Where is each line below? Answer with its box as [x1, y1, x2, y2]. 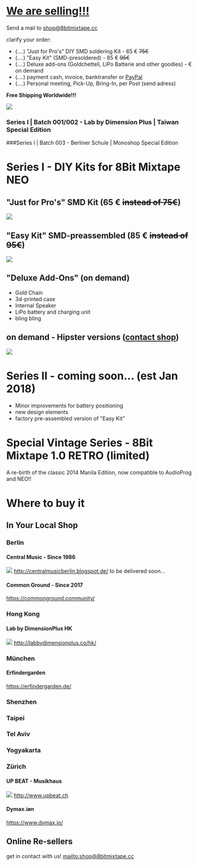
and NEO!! [6, 475, 32, 482]
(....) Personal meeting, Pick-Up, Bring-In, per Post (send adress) [14, 80, 176, 87]
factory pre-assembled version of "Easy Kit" [14, 415, 126, 422]
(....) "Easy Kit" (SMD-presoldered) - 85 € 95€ [14, 54, 130, 61]
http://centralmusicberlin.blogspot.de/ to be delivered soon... [13, 567, 165, 575]
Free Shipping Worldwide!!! [6, 91, 77, 99]
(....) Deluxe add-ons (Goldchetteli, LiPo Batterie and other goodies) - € [14, 60, 192, 68]
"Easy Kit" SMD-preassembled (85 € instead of [6, 230, 188, 241]
